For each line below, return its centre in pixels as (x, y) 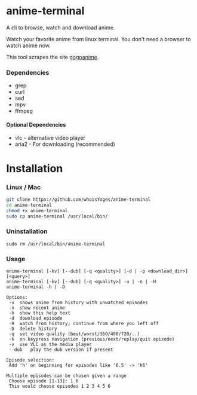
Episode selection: (30, 360)
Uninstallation (27, 231)
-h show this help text (39, 313)
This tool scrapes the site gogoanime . (53, 57)
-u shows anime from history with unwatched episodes (78, 303)
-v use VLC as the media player (50, 345)
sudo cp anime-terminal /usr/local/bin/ (57, 216)
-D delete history (33, 329)
